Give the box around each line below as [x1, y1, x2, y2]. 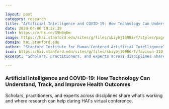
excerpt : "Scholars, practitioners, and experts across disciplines [5, 54, 152, 59]
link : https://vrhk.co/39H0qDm [5, 31, 71, 36]
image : [5, 35, 19, 40]
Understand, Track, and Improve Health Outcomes [5, 81, 131, 88]
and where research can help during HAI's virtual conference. [5, 97, 133, 103]
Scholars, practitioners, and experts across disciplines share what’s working [5, 92, 163, 98]
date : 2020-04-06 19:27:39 [5, 26, 62, 31]
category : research [5, 16, 46, 22]
